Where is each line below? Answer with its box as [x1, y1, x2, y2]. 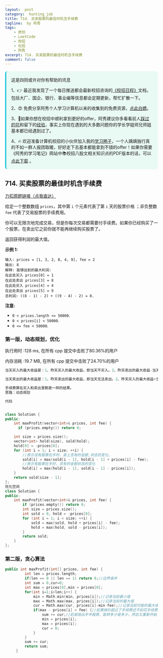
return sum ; [24, 644, 49, 649]
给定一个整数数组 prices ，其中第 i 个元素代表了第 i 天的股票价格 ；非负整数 [5, 203, 157, 210]
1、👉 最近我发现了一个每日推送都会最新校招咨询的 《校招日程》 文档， [11, 87, 151, 93]
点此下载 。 [11, 158, 34, 164]
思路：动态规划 [5, 390, 31, 395]
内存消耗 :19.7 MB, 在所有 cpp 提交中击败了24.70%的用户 [5, 358, 119, 364]
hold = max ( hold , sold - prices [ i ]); [31, 525, 108, 530]
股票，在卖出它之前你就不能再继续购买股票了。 [9, 226, 103, 232]
